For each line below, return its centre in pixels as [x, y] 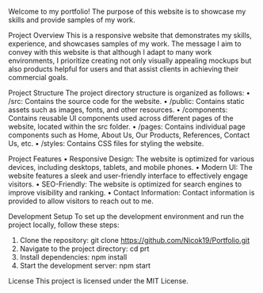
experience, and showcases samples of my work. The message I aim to [125, 44]
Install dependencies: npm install [73, 257]
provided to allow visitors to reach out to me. [81, 201]
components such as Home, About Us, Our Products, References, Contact [129, 135]
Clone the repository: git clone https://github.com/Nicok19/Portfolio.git [135, 240]
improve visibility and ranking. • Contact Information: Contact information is [131, 193]
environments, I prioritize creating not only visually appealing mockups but [130, 60]
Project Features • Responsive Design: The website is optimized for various [131, 159]
